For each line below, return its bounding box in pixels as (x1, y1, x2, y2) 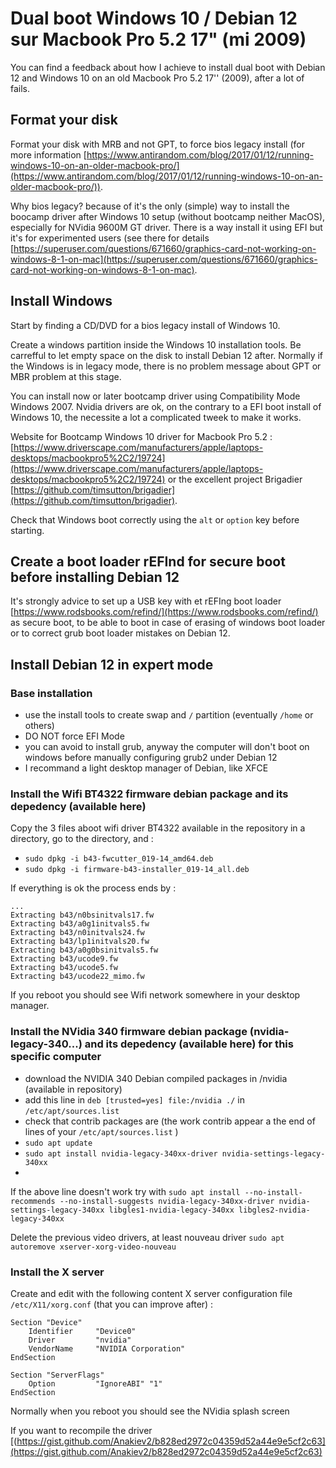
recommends (10, 1196, 56, 1206)
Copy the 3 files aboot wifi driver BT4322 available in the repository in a (10, 822, 306, 834)
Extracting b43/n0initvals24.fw (10, 928, 145, 938)
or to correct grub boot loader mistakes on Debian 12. (10, 627, 231, 639)
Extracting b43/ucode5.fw (10, 963, 118, 973)
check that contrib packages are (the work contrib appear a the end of (24, 1115, 316, 1127)
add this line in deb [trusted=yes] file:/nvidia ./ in (24, 1093, 245, 1106)
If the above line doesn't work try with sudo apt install (10, 1185, 241, 1197)
